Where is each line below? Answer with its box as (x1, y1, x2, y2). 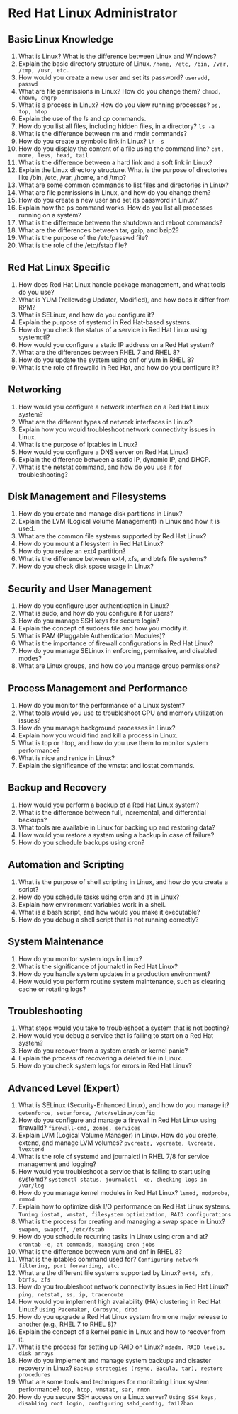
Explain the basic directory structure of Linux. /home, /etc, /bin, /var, (18, 60, 229, 68)
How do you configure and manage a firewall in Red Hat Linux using (18, 1116, 217, 1124)
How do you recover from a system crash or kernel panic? (18, 1046, 188, 1055)
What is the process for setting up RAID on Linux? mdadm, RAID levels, (18, 1342, 226, 1351)
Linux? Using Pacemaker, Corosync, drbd (18, 1305, 138, 1313)
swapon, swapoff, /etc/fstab (18, 1226, 105, 1233)
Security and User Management (8, 582, 152, 594)
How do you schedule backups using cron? (18, 838, 145, 847)
